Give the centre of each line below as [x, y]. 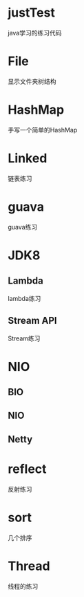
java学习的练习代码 [35, 33]
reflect [27, 469]
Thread [29, 566]
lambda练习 [24, 298]
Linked [28, 158]
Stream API [32, 321]
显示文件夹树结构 [32, 81]
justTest [32, 13]
